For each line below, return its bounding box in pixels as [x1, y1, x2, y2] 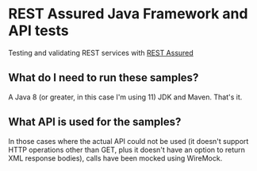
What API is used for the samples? [8, 115, 182, 129]
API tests [8, 21, 69, 40]
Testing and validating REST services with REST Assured [8, 48, 194, 57]
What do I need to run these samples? [8, 71, 199, 84]
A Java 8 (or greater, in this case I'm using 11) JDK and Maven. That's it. [8, 92, 243, 102]
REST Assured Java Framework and [8, 5, 248, 23]
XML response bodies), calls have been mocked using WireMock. [8, 153, 223, 163]
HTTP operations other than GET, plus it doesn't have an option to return [8, 145, 246, 154]
